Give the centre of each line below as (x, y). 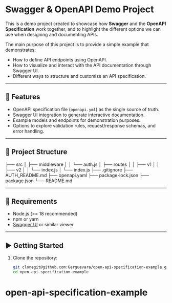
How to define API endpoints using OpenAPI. (60, 59)
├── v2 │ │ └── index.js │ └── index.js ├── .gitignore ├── (69, 169)
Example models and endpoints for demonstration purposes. (77, 120)
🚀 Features (23, 97)
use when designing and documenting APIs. (52, 34)
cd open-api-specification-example (51, 272)
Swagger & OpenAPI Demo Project (80, 9)
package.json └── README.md (39, 181)
